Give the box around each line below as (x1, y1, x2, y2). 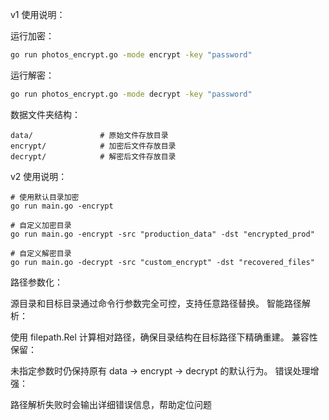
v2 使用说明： (10, 170, 68, 182)
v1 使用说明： (10, 9, 66, 20)
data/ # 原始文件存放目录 (10, 130, 169, 140)
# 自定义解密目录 (10, 248, 72, 258)
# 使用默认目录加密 (10, 192, 80, 202)
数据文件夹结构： (10, 108, 81, 120)
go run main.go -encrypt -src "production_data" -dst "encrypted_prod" (10, 229, 315, 239)
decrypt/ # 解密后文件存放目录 (10, 151, 177, 162)
